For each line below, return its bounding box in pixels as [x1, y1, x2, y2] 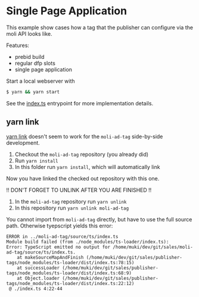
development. [6, 139, 40, 146]
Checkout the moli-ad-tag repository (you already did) [14, 151, 149, 158]
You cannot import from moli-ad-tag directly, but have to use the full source [6, 215, 192, 223]
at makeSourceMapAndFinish [17, 254, 84, 260]
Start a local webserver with [6, 77, 76, 85]
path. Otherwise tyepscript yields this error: [6, 222, 113, 229]
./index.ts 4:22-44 [14, 286, 63, 292]
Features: [6, 42, 30, 49]
